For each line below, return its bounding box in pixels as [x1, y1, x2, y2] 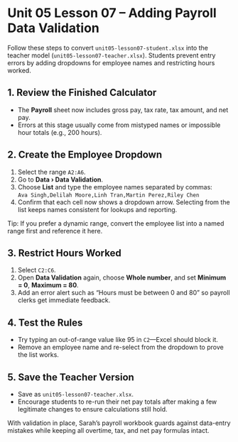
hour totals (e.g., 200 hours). [17, 128, 102, 136]
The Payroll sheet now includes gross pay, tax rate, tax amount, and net [17, 105, 229, 114]
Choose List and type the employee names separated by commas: [17, 182, 213, 191]
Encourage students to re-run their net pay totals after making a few [17, 397, 217, 406]
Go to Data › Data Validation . [17, 175, 104, 184]
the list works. [17, 350, 59, 359]
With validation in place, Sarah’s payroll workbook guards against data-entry [7, 419, 231, 427]
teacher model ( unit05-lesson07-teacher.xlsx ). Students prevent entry [7, 51, 216, 60]
